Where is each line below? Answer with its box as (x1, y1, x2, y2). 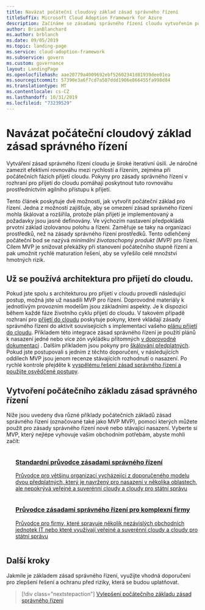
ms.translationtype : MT (6, 83, 67, 89)
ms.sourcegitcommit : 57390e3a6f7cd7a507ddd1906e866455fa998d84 (6, 77, 171, 83)
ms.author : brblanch (6, 32, 59, 38)
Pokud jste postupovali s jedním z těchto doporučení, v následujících (6, 348, 179, 355)
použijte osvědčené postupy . (6, 368, 79, 375)
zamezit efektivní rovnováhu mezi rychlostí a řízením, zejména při (6, 166, 171, 173)
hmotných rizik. (6, 256, 46, 263)
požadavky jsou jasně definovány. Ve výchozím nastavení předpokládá (6, 217, 184, 224)
